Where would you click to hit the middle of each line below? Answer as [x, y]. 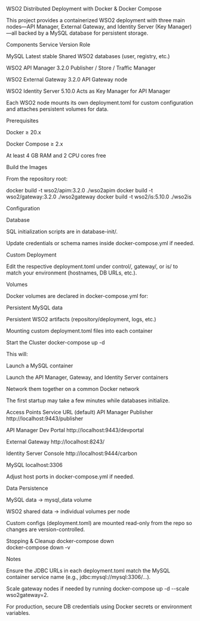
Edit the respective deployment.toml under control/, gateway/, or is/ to [92, 266]
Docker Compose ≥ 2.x [35, 144]
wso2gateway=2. [27, 595]
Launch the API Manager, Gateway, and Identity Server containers [87, 377]
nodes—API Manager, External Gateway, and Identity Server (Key [87, 27]
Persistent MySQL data [34, 308]
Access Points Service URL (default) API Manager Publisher [80, 412]
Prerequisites [22, 120]
